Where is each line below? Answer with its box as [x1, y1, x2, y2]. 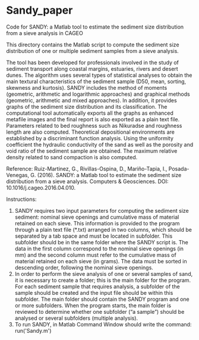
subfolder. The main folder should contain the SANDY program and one [14, 295, 189, 303]
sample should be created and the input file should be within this [14, 289, 173, 296]
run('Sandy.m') [14, 327, 52, 334]
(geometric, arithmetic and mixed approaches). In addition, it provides [6, 96, 177, 104]
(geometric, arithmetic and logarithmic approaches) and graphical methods [6, 90, 190, 97]
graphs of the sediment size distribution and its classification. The [6, 103, 168, 110]
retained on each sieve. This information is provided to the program [14, 219, 180, 226]
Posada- [168, 165, 189, 172]
